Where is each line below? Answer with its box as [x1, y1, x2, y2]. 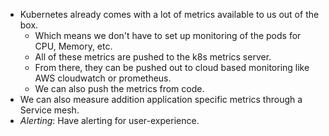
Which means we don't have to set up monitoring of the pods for [34, 30, 302, 41]
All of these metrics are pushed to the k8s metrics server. [34, 51, 272, 63]
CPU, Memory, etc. [34, 40, 113, 52]
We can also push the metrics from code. [34, 83, 205, 94]
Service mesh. [19, 104, 80, 116]
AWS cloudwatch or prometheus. [34, 72, 172, 84]
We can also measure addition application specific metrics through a [19, 94, 303, 105]
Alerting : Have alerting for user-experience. [19, 115, 200, 126]
